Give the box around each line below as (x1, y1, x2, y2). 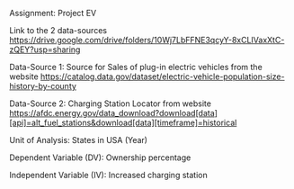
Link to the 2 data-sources (9, 25, 108, 35)
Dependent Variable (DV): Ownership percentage (9, 152, 192, 163)
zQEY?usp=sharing (9, 44, 81, 55)
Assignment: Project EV (9, 8, 97, 18)
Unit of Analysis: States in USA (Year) (9, 135, 148, 145)
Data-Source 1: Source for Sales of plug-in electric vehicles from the (9, 62, 263, 72)
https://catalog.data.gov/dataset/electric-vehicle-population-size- (40, 71, 285, 82)
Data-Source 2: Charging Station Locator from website (9, 98, 211, 109)
